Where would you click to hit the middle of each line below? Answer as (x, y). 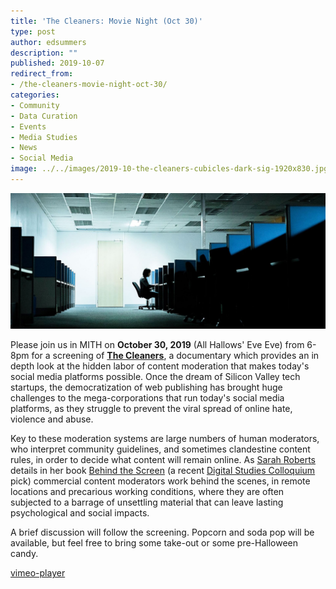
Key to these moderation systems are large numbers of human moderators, (165, 439)
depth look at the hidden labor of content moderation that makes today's (160, 366)
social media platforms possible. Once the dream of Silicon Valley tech (155, 377)
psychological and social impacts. (80, 513)
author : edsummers (48, 42)
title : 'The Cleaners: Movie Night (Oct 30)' (106, 21)
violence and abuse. (52, 419)
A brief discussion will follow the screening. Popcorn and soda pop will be (162, 532)
